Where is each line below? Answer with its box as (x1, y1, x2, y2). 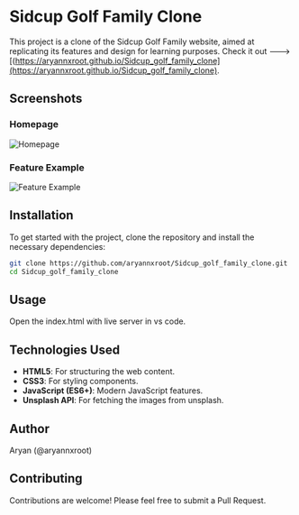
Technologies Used (9, 342, 120, 357)
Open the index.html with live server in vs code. (9, 316, 186, 326)
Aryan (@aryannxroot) (9, 445, 93, 455)
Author (9, 421, 50, 437)
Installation (9, 207, 74, 223)
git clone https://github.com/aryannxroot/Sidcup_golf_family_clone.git (9, 259, 288, 268)
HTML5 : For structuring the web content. (22, 366, 176, 377)
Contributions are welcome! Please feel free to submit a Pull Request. (9, 494, 267, 506)
